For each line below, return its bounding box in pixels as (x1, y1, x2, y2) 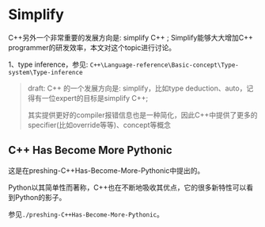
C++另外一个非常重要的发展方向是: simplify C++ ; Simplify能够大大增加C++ (8, 33, 253, 42)
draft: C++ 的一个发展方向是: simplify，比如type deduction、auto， (27, 83, 247, 93)
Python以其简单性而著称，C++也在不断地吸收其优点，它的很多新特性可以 (8, 183, 247, 192)
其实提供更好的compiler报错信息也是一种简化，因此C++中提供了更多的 (27, 110, 258, 120)
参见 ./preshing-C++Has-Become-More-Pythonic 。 (8, 209, 165, 219)
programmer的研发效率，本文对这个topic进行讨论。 (8, 42, 176, 52)
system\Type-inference (8, 68, 83, 76)
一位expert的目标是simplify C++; (41, 93, 149, 102)
